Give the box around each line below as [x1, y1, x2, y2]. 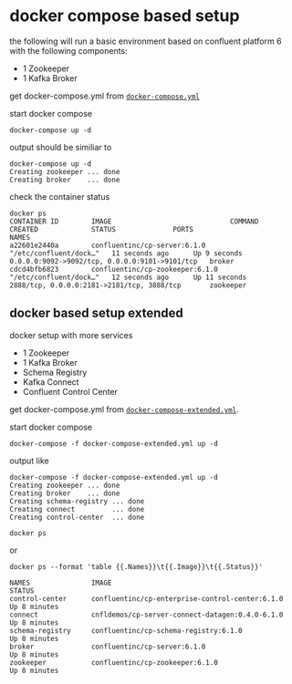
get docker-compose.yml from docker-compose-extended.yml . [9, 403, 239, 415]
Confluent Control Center [22, 386, 119, 397]
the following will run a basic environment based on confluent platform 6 [9, 36, 282, 47]
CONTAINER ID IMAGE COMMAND [9, 216, 259, 226]
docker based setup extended [9, 306, 184, 321]
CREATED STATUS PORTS [9, 224, 194, 233]
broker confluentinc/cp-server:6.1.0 [9, 642, 206, 651]
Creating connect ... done [9, 504, 145, 513]
